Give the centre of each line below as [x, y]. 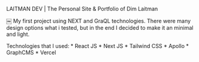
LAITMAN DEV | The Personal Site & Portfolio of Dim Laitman [82, 9]
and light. [18, 34]
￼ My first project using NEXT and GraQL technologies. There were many [99, 21]
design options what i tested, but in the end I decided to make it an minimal [100, 28]
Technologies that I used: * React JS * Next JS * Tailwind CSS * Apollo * [98, 46]
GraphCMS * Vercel [31, 52]
